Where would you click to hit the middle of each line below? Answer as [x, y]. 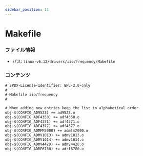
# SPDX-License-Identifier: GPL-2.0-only [48, 86]
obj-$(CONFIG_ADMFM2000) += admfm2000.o [47, 131]
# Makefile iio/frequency [31, 95]
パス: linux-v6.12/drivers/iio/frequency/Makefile [64, 61]
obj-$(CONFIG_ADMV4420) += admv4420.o [44, 144]
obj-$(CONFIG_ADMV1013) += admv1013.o [44, 135]
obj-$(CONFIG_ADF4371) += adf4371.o [42, 122]
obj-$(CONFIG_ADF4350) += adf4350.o [42, 117]
